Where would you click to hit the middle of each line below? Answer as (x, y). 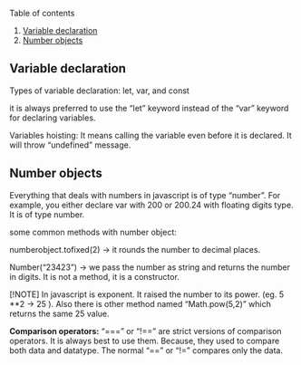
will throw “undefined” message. (70, 145)
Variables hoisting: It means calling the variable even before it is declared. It (150, 135)
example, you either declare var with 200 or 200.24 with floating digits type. (151, 205)
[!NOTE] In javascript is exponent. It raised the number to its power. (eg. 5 (146, 294)
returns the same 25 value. (60, 313)
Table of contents (42, 13)
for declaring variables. (53, 118)
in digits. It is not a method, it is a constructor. (94, 276)
